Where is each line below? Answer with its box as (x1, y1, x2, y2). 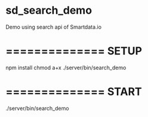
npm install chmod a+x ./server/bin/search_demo (5, 64, 127, 71)
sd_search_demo (5, 4, 92, 17)
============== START (5, 85, 142, 98)
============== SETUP (5, 44, 143, 58)
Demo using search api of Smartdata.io (5, 23, 102, 30)
